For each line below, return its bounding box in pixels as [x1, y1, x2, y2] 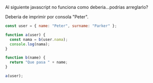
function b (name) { [5, 55, 46, 60]
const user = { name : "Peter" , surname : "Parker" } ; [5, 23, 117, 28]
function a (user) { [5, 32, 46, 37]
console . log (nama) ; [9, 42, 50, 47]
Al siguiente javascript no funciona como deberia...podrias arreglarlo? [5, 4, 149, 10]
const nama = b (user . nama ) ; [9, 37, 68, 42]
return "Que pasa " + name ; [9, 60, 68, 65]
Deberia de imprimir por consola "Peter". [5, 14, 89, 19]
